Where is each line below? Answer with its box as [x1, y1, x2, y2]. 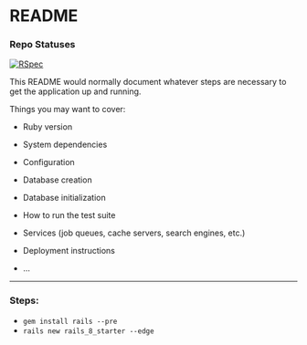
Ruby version [22, 121, 73, 132]
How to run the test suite [22, 210, 116, 221]
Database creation [22, 174, 93, 185]
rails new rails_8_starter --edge [22, 326, 154, 336]
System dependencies [22, 139, 108, 151]
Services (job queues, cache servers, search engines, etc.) [22, 227, 246, 238]
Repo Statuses [9, 38, 76, 51]
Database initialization [22, 193, 107, 204]
